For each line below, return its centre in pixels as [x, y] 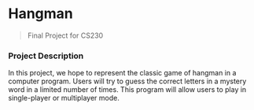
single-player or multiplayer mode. [64, 98]
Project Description [46, 56]
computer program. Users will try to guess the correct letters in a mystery [127, 81]
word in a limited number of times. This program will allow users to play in [127, 90]
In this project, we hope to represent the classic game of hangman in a [122, 73]
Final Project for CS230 [65, 35]
